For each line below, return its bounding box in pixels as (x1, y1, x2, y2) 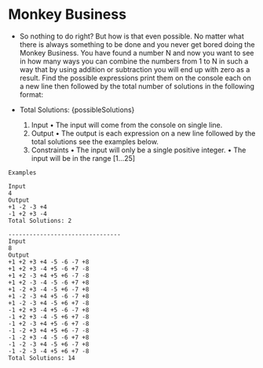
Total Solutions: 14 (8, 354, 76, 362)
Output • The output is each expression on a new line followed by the (31, 128, 256, 138)
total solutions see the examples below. (31, 137, 159, 146)
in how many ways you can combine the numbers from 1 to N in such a (19, 56, 249, 66)
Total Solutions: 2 (8, 217, 72, 224)
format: (19, 89, 44, 99)
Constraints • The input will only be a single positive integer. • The (31, 145, 247, 155)
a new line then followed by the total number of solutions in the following (19, 81, 255, 91)
